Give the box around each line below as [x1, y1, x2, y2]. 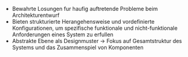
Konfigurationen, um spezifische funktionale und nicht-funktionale [12, 24, 178, 32]
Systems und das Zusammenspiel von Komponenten [12, 44, 144, 51]
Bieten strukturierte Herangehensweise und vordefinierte [12, 18, 155, 25]
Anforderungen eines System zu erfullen [12, 31, 114, 38]
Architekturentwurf [12, 12, 59, 19]
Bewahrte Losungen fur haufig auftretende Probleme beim [12, 5, 158, 12]
